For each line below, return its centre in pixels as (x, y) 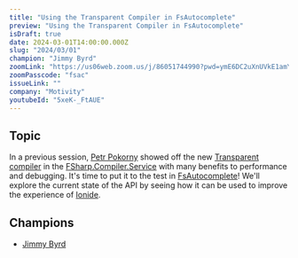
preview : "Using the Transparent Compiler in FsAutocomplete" (126, 26)
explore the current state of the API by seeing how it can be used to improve (149, 185)
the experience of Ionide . (55, 195)
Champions (42, 223)
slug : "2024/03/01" (45, 51)
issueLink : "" (35, 83)
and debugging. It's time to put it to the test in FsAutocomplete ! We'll (134, 176)
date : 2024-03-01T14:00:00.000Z (69, 42)
